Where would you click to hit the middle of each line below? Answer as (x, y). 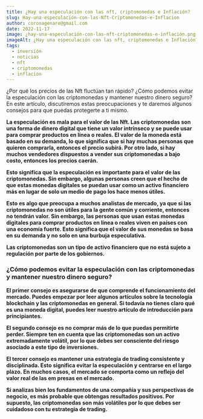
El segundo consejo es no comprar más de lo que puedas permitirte (93, 328)
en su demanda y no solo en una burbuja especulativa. (76, 236)
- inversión (27, 51)
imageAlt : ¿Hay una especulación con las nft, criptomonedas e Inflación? (102, 40)
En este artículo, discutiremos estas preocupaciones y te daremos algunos (99, 104)
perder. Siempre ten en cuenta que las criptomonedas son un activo (93, 334)
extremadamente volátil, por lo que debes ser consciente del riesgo (93, 340)
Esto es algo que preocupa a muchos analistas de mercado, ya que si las (99, 203)
